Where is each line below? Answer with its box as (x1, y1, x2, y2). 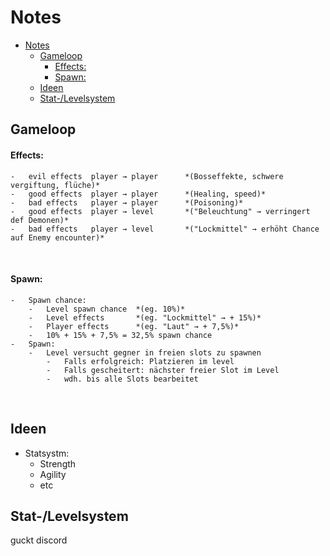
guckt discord (10, 534, 68, 546)
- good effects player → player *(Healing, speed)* (10, 189, 267, 199)
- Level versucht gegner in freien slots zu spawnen (28, 347, 262, 358)
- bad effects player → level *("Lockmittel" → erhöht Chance (10, 224, 320, 234)
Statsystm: (24, 447, 70, 459)
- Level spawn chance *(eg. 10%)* (28, 304, 186, 314)
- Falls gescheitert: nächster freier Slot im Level (46, 365, 280, 375)
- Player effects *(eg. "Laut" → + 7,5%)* (28, 321, 240, 331)
